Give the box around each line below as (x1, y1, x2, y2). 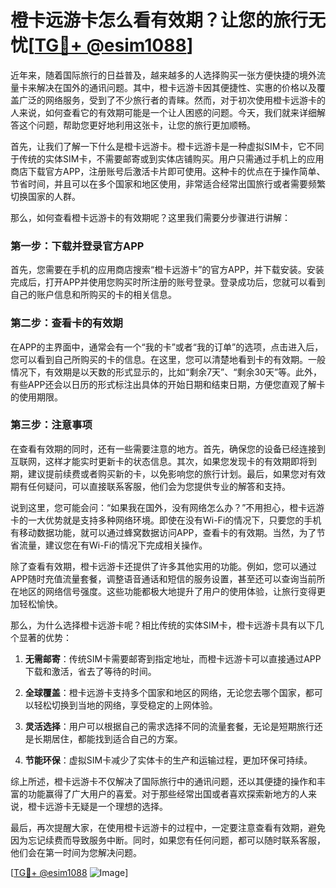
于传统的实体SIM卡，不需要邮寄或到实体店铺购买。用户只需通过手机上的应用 (10, 152, 325, 165)
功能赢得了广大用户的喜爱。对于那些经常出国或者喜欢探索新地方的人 (27, 787, 308, 800)
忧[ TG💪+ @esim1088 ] (10, 34, 194, 57)
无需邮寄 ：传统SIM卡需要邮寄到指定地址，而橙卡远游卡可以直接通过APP (24, 652, 322, 665)
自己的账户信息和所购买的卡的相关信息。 (10, 289, 177, 301)
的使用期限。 (10, 391, 63, 403)
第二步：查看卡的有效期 (10, 316, 123, 330)
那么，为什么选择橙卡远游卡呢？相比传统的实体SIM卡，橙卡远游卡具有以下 (10, 619, 316, 631)
